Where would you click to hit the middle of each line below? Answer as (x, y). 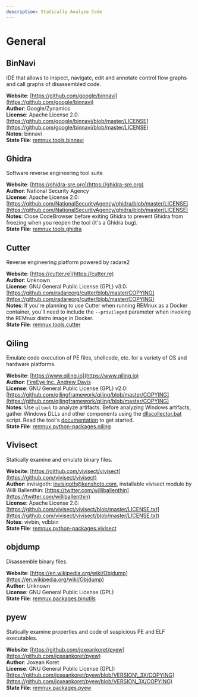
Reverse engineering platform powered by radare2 (68, 262)
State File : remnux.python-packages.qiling (59, 426)
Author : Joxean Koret (33, 662)
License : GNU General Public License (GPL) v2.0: (67, 388)
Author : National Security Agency (48, 191)
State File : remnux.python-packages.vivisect (62, 528)
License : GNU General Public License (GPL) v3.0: (67, 287)
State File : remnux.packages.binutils (51, 598)
